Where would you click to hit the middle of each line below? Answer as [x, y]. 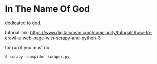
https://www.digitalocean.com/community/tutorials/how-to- [91, 32]
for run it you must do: [28, 47]
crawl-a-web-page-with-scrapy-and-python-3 [53, 38]
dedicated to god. [23, 23]
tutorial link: [17, 32]
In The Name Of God [48, 9]
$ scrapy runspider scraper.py [37, 56]
